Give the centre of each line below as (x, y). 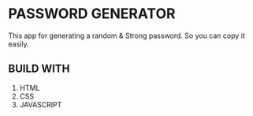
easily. (19, 43)
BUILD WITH (39, 69)
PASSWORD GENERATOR (92, 14)
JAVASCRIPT (41, 104)
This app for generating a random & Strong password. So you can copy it (127, 36)
